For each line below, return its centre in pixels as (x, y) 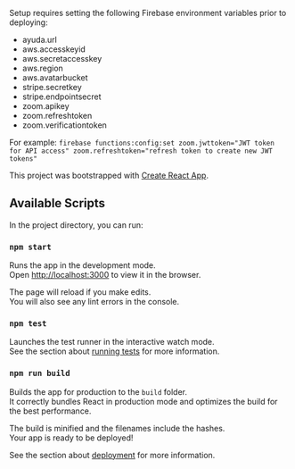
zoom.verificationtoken (64, 125)
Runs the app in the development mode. (82, 265)
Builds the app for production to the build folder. (98, 391)
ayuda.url (40, 40)
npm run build (40, 373)
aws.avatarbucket (55, 78)
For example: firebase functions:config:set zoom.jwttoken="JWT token (142, 142)
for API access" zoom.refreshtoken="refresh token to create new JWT (141, 151)
